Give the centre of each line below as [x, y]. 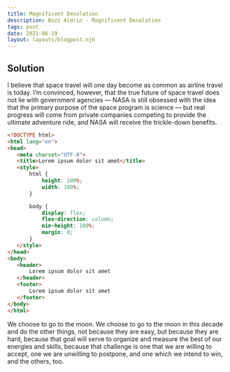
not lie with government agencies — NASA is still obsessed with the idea [112, 99]
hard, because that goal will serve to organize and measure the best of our [115, 339]
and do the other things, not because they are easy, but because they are [113, 331]
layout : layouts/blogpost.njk [51, 40]
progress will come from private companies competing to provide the [107, 115]
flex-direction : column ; [78, 219]
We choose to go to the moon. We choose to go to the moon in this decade [115, 324]
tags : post [23, 27]
